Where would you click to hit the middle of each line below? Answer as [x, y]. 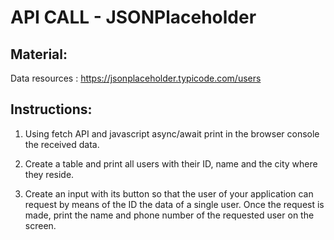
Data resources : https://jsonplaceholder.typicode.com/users [136, 78]
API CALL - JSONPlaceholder [133, 17]
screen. [40, 225]
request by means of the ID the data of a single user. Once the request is [174, 204]
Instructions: [51, 109]
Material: [39, 54]
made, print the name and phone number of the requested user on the [169, 215]
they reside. [49, 174]
